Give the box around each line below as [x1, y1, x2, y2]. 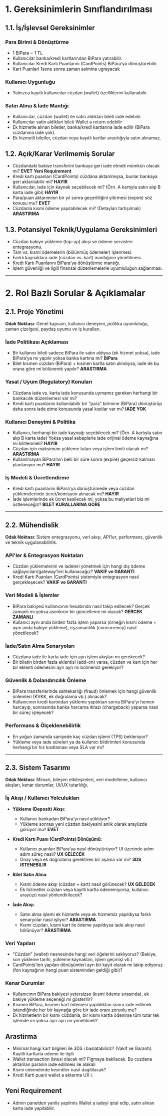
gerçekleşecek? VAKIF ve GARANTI [12, 579, 87, 585]
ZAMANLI [12, 614, 33, 620]
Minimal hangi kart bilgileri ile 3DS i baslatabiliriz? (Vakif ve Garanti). [12, 1045, 153, 1051]
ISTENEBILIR [19, 861, 46, 868]
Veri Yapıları [5, 940, 35, 947]
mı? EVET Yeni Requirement [12, 168, 71, 174]
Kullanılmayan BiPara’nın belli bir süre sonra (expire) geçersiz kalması [12, 456, 155, 462]
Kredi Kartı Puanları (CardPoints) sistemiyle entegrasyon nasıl [12, 574, 139, 580]
